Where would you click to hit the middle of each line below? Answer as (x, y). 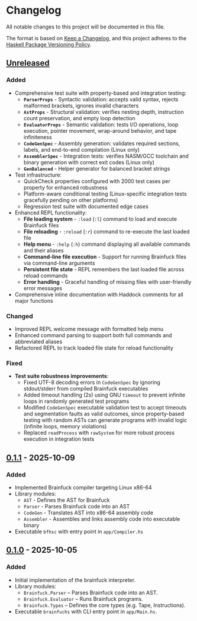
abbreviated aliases (38, 341)
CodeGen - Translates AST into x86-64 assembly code (88, 513)
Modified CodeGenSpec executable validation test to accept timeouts (105, 408)
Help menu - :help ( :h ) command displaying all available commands (107, 244)
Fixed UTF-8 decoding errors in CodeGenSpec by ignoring (92, 382)
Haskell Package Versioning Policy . (49, 44)
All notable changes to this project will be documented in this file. (86, 27)
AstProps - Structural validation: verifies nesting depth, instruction (104, 112)
